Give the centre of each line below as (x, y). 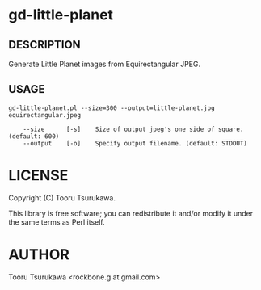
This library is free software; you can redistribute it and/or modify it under (131, 213)
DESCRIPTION (44, 45)
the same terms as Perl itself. (57, 222)
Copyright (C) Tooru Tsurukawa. (62, 198)
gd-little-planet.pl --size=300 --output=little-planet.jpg (112, 108)
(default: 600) (34, 136)
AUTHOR (39, 254)
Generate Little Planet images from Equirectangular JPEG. (105, 64)
